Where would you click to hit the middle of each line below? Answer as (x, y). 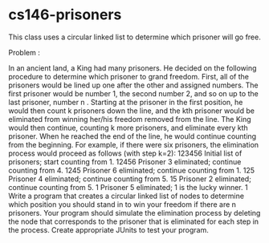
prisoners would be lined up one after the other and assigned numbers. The (133, 85)
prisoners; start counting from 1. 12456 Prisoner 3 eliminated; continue (125, 161)
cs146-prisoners (65, 15)
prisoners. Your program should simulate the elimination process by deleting (134, 213)
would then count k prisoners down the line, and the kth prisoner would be (132, 111)
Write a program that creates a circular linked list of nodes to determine (126, 196)
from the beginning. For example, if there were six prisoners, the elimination (134, 144)
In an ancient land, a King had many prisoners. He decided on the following (132, 68)
